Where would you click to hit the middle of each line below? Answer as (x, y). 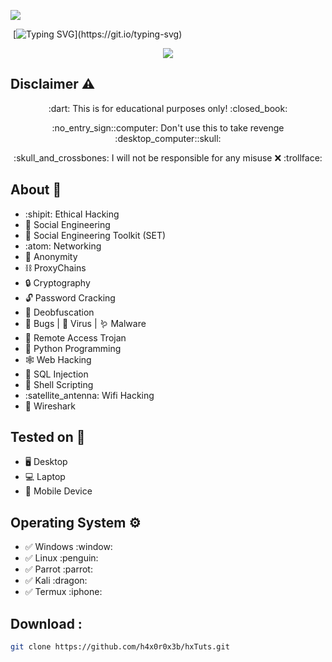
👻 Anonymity (51, 256)
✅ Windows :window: (68, 547)
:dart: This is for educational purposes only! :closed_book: (168, 108)
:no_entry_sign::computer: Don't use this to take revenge (168, 127)
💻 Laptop (45, 477)
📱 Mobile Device (58, 491)
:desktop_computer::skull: (168, 138)
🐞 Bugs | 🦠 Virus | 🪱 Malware (85, 323)
